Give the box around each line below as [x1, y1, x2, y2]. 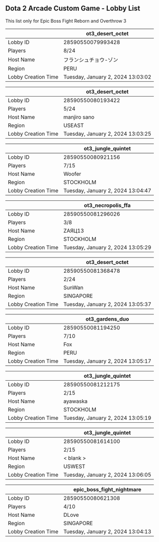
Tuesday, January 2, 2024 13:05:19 [63, 414, 151, 421]
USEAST [63, 122, 84, 129]
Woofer [63, 170, 82, 177]
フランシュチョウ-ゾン [63, 56, 118, 63]
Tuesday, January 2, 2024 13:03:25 [63, 130, 151, 137]
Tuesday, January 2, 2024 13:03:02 [63, 73, 151, 80]
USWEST [63, 462, 86, 470]
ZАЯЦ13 [63, 227, 84, 234]
